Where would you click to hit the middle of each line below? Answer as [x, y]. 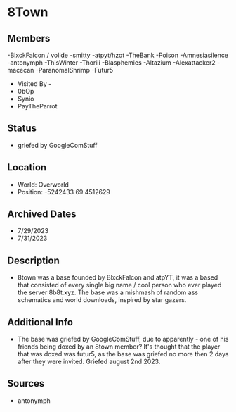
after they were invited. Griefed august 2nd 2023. [89, 362]
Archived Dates [42, 214]
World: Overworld [43, 185]
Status [22, 129]
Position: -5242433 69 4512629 [64, 192]
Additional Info [40, 322]
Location [27, 167]
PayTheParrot [37, 106]
